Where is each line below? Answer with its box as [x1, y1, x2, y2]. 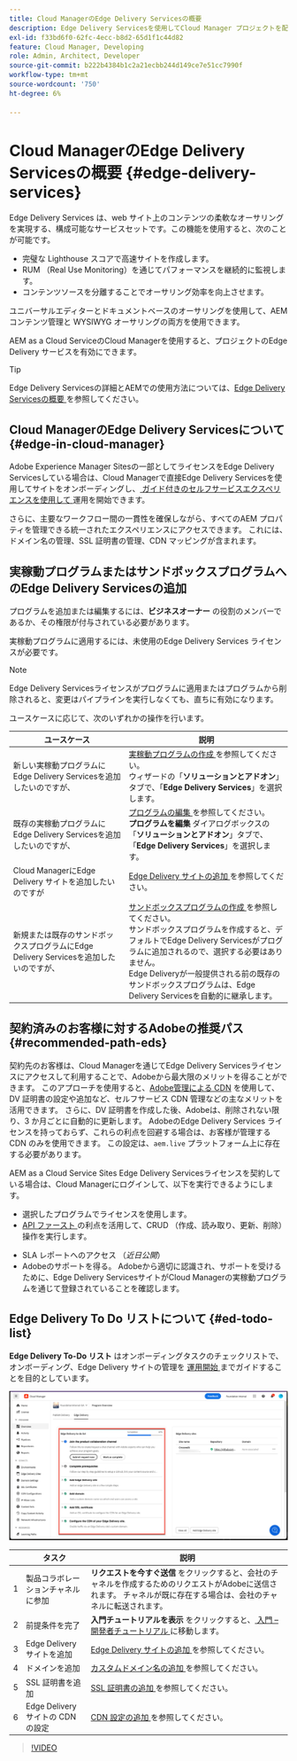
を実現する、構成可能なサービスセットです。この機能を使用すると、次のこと [9, 223, 287, 234]
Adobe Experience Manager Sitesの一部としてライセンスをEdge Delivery [9, 461, 275, 472]
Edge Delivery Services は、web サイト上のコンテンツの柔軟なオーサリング [9, 213, 285, 223]
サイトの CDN [26, 1711, 77, 1722]
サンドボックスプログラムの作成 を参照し [128, 901, 278, 912]
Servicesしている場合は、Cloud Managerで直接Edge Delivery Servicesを [9, 473, 275, 483]
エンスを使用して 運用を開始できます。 [9, 495, 150, 505]
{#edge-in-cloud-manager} [9, 436, 165, 451]
